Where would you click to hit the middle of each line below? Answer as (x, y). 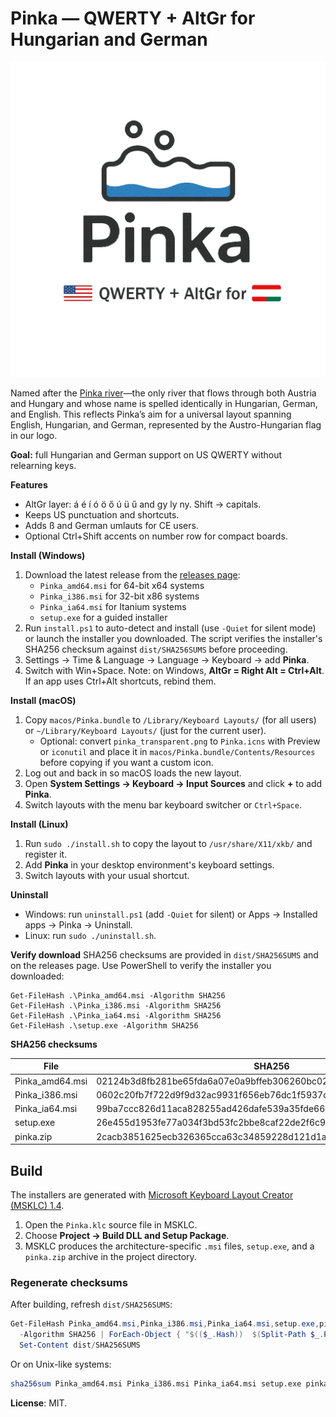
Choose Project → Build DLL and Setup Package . (127, 1235)
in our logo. (34, 435)
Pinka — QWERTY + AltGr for (133, 18)
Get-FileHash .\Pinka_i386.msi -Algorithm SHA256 (116, 1005)
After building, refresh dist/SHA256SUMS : (91, 1304)
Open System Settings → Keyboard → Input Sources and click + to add (173, 783)
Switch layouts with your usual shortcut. (107, 875)
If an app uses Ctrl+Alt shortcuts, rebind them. (120, 681)
